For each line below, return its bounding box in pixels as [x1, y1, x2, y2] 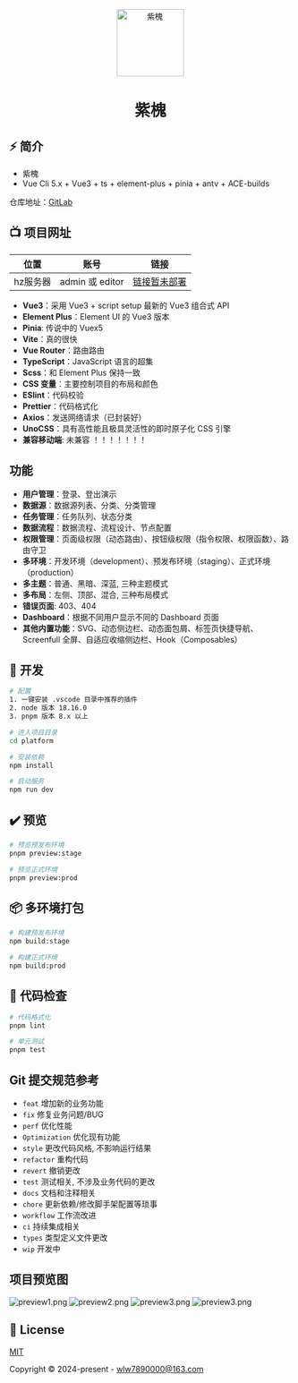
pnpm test [9, 1046, 47, 1054]
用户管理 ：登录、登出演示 [21, 488, 117, 499]
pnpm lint [9, 1020, 47, 1030]
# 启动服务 [9, 777, 45, 786]
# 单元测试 [9, 1037, 45, 1046]
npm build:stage [9, 937, 70, 946]
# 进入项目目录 [9, 728, 58, 737]
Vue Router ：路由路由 [21, 345, 105, 355]
